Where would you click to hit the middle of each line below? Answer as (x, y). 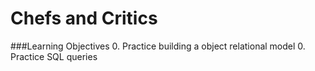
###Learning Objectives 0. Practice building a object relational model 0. (158, 46)
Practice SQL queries (54, 56)
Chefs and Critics (84, 18)
